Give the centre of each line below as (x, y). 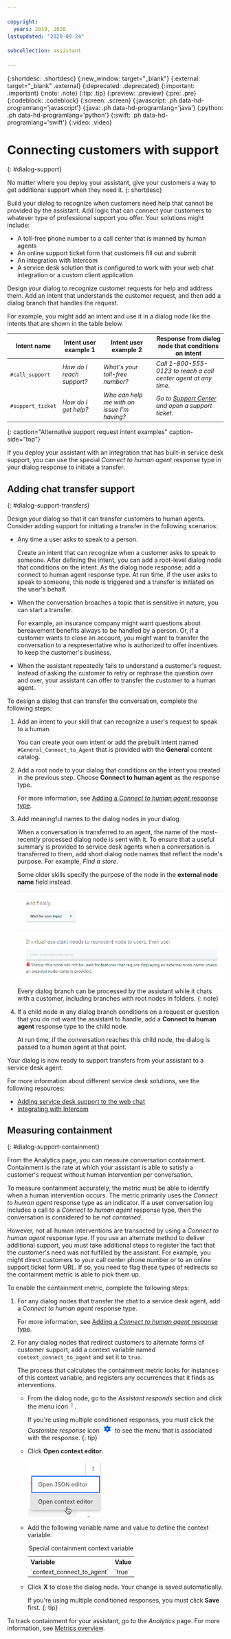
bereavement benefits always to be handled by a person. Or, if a (108, 631)
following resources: (36, 1088)
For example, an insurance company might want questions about (109, 623)
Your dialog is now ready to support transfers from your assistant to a (106, 1060)
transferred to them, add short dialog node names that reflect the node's (120, 854)
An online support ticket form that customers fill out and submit (107, 253)
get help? (75, 409)
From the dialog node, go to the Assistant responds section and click (125, 1398)
